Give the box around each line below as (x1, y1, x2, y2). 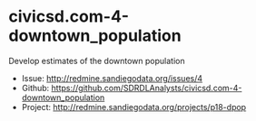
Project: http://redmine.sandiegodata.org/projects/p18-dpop (21, 101, 247, 112)
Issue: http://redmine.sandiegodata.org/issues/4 (21, 72, 203, 83)
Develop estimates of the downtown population (8, 55, 185, 66)
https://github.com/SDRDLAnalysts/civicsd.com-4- (51, 82, 242, 93)
